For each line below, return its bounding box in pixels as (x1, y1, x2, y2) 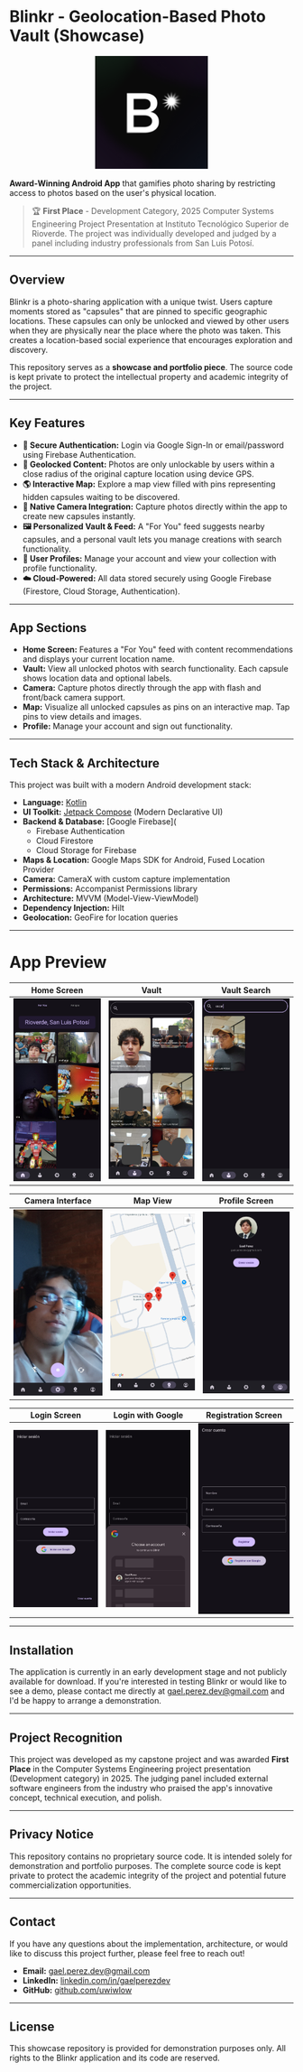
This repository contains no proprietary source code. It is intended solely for (9, 1851, 293, 1862)
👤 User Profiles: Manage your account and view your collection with (22, 553, 277, 563)
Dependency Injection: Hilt (22, 903, 124, 914)
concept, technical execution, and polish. (9, 1792, 162, 1803)
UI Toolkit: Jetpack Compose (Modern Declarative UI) (22, 806, 224, 818)
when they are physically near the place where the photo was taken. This (9, 325, 281, 336)
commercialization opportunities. (9, 1880, 132, 1891)
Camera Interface (23, 1195, 92, 1206)
